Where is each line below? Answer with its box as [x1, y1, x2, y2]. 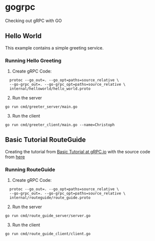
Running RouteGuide [5, 166, 55, 173]
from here [5, 154, 25, 160]
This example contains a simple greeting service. [5, 45, 104, 50]
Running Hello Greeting [5, 57, 62, 64]
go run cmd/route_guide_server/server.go [5, 214, 91, 218]
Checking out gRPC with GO [5, 18, 62, 24]
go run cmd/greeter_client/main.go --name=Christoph [5, 122, 115, 127]
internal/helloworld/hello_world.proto [9, 86, 91, 92]
